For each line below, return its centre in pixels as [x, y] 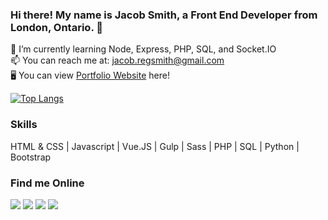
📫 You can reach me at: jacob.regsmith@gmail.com [117, 60]
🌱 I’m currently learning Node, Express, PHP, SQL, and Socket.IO [143, 49]
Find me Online [47, 183]
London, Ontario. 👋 [56, 27]
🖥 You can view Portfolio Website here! [90, 75]
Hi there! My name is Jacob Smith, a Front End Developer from [164, 15]
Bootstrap [31, 157]
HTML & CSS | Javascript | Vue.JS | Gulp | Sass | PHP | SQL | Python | [155, 146]
